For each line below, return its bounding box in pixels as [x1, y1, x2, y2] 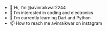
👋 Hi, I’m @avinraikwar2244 [9, 5, 66, 10]
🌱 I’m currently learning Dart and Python [9, 15, 91, 20]
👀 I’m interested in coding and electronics [9, 10, 94, 15]
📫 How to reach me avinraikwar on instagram [9, 20, 103, 26]
